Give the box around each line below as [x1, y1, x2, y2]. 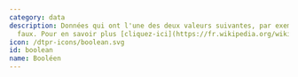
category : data [9, 12, 66, 22]
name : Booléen [9, 54, 62, 63]
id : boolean [9, 46, 53, 55]
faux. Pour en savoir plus [17, 29, 117, 38]
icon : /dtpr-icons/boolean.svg [9, 37, 125, 47]
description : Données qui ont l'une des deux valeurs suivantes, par [9, 21, 272, 30]
